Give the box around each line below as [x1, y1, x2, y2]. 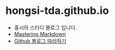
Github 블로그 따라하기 [13, 37, 67, 44]
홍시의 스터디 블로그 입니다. [13, 24, 77, 31]
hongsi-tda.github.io [5, 4, 109, 17]
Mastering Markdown [13, 30, 66, 37]
